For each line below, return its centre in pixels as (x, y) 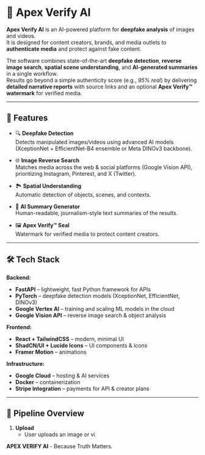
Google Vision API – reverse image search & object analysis (91, 315)
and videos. (21, 35)
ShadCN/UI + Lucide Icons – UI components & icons (81, 345)
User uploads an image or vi (60, 435)
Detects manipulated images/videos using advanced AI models (94, 142)
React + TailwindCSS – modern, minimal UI (69, 339)
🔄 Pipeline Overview (45, 413)
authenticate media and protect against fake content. (74, 49)
